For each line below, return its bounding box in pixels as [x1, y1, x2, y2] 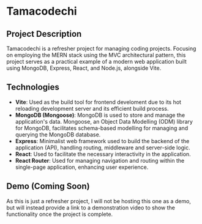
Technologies [6, 82, 60, 92]
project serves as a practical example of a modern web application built [6, 58, 187, 65]
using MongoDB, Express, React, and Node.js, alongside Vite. [6, 64, 162, 72]
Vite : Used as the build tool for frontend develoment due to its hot [15, 98, 182, 105]
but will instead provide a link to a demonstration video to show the [6, 204, 176, 211]
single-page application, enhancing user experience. [15, 163, 149, 171]
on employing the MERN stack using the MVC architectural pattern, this [6, 51, 186, 59]
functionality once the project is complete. [6, 210, 113, 218]
